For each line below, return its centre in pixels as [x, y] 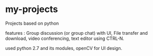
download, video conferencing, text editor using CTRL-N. [65, 38]
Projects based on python [32, 23]
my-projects [32, 9]
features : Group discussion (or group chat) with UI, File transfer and [76, 33]
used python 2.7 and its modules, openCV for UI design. [64, 48]
